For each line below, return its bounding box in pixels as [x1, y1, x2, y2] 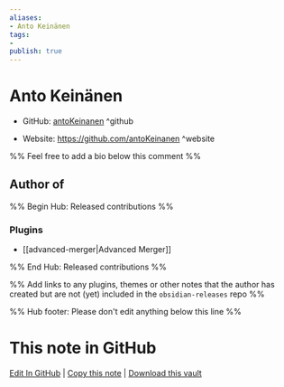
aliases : [9, 13, 42, 23]
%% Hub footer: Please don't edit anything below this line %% [9, 307, 242, 317]
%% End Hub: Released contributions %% [9, 261, 167, 272]
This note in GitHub [9, 338, 157, 358]
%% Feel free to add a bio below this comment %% [9, 151, 201, 162]
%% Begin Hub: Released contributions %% [9, 201, 174, 212]
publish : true [9, 47, 63, 56]
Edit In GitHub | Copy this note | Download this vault [9, 368, 203, 379]
